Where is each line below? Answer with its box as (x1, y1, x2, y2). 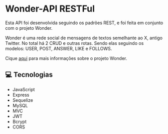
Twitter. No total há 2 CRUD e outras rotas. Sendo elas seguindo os (5, 40, 144, 46)
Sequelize (12, 97, 34, 103)
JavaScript (12, 86, 35, 92)
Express (12, 92, 30, 98)
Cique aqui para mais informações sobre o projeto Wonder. (5, 55, 127, 61)
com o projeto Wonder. (5, 25, 53, 31)
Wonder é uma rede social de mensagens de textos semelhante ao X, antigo (5, 35, 163, 41)
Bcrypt (12, 118, 27, 124)
